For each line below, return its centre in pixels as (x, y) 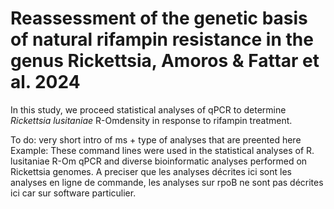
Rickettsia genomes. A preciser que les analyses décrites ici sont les (151, 171)
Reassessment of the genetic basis (159, 18)
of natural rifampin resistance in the (162, 39)
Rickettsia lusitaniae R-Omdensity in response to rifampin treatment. (151, 120)
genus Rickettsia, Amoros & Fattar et (165, 61)
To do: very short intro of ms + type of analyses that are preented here (156, 139)
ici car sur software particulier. (73, 193)
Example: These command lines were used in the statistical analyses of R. (162, 150)
